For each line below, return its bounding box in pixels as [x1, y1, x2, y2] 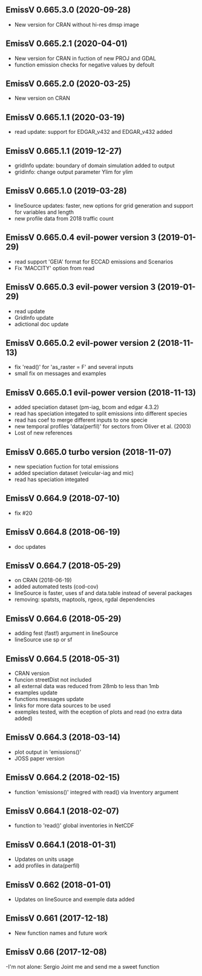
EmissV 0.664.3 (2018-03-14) [5, 732, 121, 743]
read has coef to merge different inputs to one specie [14, 416, 148, 423]
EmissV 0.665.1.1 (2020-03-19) [5, 112, 125, 122]
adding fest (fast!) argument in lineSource [14, 629, 119, 637]
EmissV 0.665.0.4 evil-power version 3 [5, 233, 157, 243]
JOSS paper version [14, 754, 65, 762]
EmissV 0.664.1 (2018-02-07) [5, 806, 119, 817]
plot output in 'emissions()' [14, 748, 82, 755]
